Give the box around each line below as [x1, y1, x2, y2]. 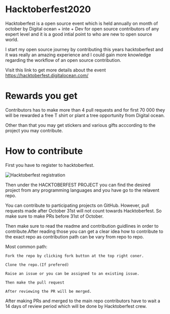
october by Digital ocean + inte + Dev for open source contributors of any [5, 25, 159, 31]
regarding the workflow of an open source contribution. [5, 57, 121, 63]
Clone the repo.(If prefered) [5, 262, 70, 267]
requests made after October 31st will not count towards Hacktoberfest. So [5, 207, 162, 214]
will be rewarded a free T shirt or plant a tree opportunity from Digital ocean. [5, 112, 165, 118]
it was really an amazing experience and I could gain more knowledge [5, 52, 151, 58]
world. [5, 37, 19, 43]
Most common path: [5, 243, 47, 250]
